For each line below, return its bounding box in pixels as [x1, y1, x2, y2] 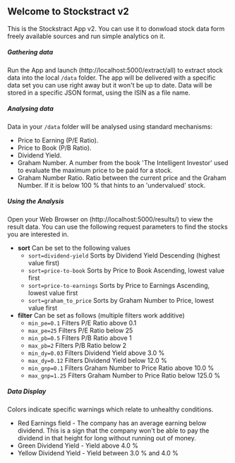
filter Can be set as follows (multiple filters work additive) [17, 311, 185, 320]
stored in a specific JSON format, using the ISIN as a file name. [7, 88, 191, 97]
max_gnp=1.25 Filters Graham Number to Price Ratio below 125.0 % [28, 371, 221, 380]
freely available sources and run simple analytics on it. [7, 32, 166, 40]
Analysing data [7, 104, 54, 113]
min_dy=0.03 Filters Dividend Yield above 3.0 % [28, 349, 165, 357]
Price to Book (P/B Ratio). [17, 143, 92, 152]
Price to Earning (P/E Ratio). [17, 136, 99, 144]
